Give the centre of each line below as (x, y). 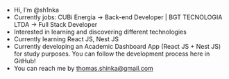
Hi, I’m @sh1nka (36, 10)
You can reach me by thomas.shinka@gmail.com (84, 68)
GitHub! (25, 61)
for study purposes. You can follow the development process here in (112, 54)
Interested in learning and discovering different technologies (100, 32)
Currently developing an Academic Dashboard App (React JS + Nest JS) (117, 46)
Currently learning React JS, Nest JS (66, 39)
